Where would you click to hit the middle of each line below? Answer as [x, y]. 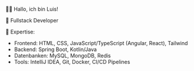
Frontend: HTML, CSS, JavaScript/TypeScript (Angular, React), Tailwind [101, 43]
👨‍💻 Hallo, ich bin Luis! [32, 9]
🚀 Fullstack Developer [32, 20]
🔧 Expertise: [20, 32]
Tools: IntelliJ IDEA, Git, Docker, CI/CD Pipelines [72, 62]
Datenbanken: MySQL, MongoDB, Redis [63, 55]
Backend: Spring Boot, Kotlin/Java [55, 49]
